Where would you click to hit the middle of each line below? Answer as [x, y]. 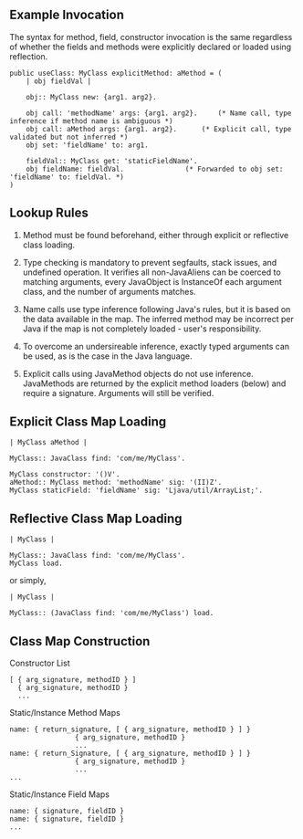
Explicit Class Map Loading [88, 422]
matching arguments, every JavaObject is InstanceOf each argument [152, 281]
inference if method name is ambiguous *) [91, 121]
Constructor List [40, 663]
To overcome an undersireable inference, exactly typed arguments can [156, 346]
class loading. [49, 245]
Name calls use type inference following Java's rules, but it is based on [157, 309]
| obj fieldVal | [59, 81]
